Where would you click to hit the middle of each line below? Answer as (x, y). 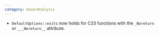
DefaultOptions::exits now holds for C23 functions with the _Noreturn (83, 23)
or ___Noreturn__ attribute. (38, 28)
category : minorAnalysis (30, 9)
